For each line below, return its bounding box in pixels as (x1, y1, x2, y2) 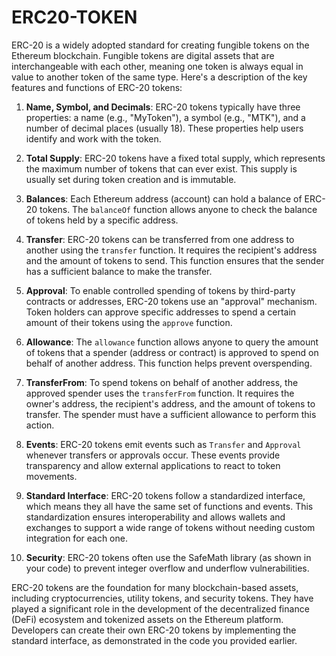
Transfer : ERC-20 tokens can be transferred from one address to (25, 233, 295, 245)
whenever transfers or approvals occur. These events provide (25, 449, 281, 461)
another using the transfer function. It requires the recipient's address (25, 244, 318, 256)
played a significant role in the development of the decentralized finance (11, 602, 310, 615)
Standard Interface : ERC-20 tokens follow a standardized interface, (25, 489, 306, 501)
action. (25, 419, 55, 431)
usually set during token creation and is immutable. (25, 173, 237, 185)
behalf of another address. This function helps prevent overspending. (25, 357, 313, 369)
